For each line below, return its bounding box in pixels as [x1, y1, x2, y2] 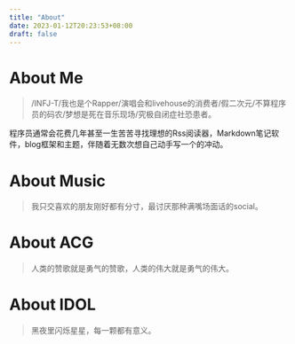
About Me [9, 67, 84, 88]
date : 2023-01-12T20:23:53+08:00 [9, 21, 133, 30]
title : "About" [9, 12, 66, 22]
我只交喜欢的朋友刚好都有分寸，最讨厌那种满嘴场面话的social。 [30, 201, 264, 212]
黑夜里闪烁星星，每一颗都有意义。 [30, 325, 156, 336]
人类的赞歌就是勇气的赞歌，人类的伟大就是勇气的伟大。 [30, 263, 234, 274]
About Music [9, 170, 107, 191]
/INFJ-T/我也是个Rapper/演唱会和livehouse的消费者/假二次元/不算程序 [30, 98, 287, 109]
